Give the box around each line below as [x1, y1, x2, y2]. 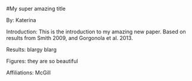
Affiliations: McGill [6, 69, 51, 76]
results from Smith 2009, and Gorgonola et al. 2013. [6, 35, 133, 41]
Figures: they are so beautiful [6, 58, 79, 64]
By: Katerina [6, 17, 36, 23]
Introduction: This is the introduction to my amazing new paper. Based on [6, 28, 186, 35]
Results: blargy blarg [6, 46, 57, 53]
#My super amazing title [6, 5, 66, 12]
